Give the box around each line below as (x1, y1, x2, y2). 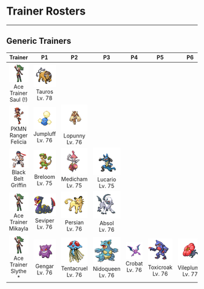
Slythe (10, 268, 27, 275)
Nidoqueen (93, 265, 121, 273)
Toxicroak (148, 263, 173, 271)
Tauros (36, 88, 53, 95)
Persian (64, 219, 84, 226)
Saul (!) (9, 96, 28, 103)
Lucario (97, 175, 117, 183)
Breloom (34, 173, 56, 181)
